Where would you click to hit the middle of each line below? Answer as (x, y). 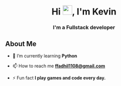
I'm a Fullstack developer (84, 28)
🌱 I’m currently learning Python (45, 56)
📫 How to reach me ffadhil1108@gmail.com (59, 66)
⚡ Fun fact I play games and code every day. (59, 77)
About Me (21, 44)
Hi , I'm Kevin (84, 12)
